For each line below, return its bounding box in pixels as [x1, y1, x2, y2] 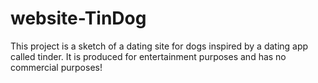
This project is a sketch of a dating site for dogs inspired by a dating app [10, 40, 309, 52]
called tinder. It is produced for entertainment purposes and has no [10, 50, 287, 62]
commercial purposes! [10, 61, 103, 73]
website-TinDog [10, 7, 147, 30]
